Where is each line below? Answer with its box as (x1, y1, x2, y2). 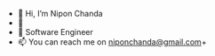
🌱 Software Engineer (17, 27, 93, 37)
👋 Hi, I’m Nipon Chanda (17, 9, 104, 18)
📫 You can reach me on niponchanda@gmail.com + (17, 37, 207, 47)
